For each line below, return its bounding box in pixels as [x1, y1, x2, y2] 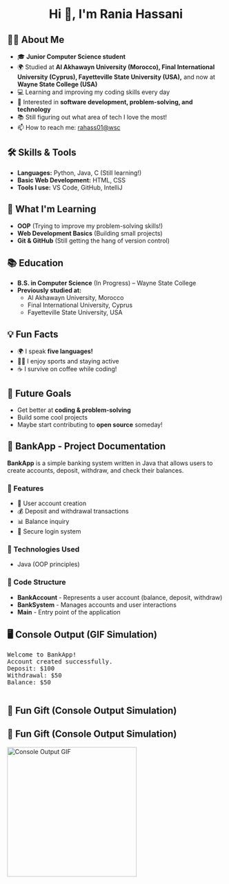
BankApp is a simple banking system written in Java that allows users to [7, 459, 213, 467]
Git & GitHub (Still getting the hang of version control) [17, 236, 170, 245]
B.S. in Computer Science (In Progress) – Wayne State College [17, 279, 197, 288]
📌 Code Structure [7, 577, 67, 587]
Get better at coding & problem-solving [17, 406, 131, 414]
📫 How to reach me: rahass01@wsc [17, 124, 121, 131]
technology [17, 105, 52, 113]
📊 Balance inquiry [17, 518, 70, 526]
